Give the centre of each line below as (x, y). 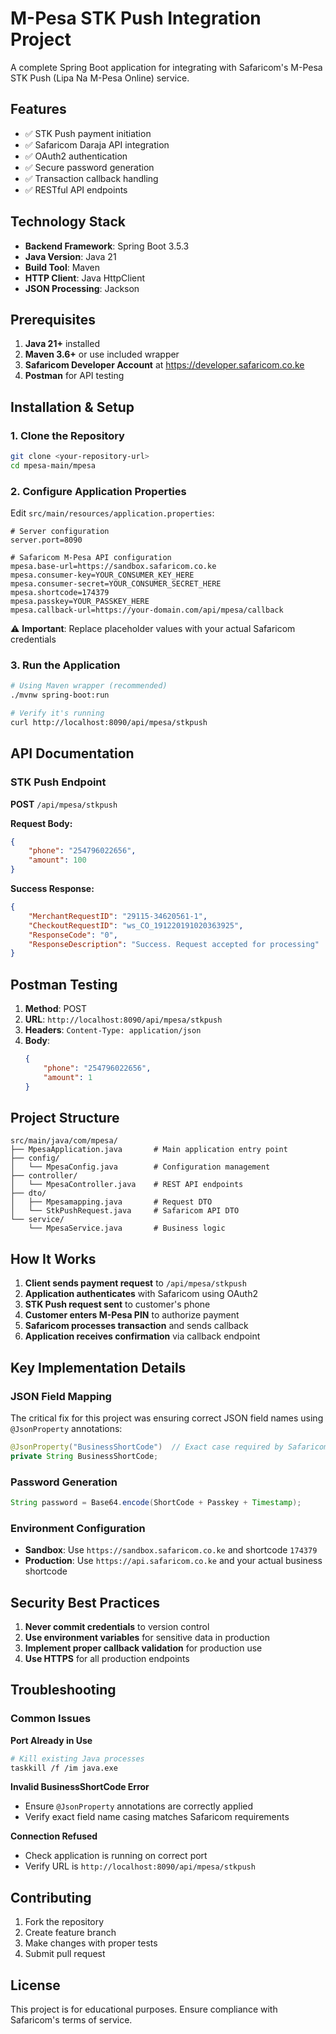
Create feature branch (70, 1933)
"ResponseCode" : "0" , (73, 935)
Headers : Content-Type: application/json (113, 1030)
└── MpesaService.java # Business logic (127, 1228)
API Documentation (72, 753)
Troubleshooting (63, 1690)
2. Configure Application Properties (98, 491)
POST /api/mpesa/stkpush (64, 804)
